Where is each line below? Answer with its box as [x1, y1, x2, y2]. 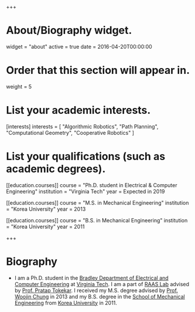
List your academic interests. [6, 104, 151, 117]
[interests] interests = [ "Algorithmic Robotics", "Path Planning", [6, 123, 159, 130]
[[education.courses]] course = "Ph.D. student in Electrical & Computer [6, 181, 177, 188]
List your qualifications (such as [6, 150, 166, 163]
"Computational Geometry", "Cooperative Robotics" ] [6, 129, 135, 136]
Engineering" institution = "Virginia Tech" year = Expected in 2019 [6, 188, 165, 195]
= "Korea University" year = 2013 [6, 205, 86, 212]
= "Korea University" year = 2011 [6, 223, 85, 230]
